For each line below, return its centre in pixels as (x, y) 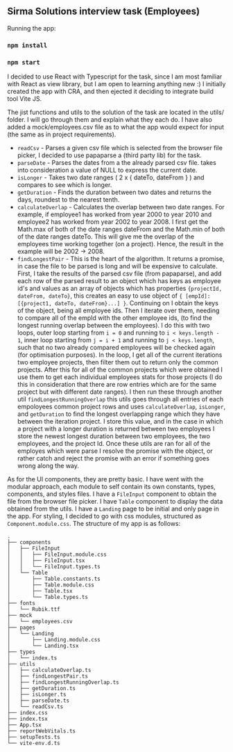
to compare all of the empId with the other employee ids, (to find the (115, 318)
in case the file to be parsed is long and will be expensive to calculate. (117, 266)
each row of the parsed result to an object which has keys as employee (119, 281)
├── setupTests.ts (34, 737)
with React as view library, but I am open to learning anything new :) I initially (116, 84)
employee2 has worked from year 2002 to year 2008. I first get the (113, 222)
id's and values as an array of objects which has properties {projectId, (120, 289)
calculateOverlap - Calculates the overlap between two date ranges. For (121, 207)
